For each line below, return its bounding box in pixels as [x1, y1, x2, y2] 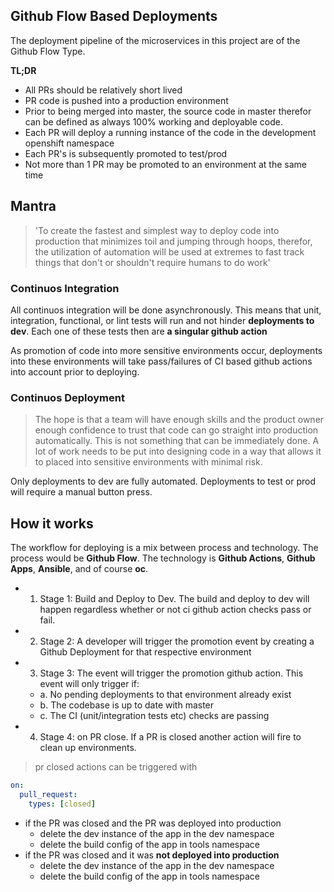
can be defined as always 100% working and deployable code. [24, 115, 284, 128]
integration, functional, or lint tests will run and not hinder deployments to [10, 314, 315, 326]
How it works [10, 515, 94, 532]
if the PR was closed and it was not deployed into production [24, 849, 280, 861]
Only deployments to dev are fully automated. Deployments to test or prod [10, 475, 316, 488]
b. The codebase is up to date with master [39, 699, 215, 711]
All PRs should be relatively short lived [24, 84, 183, 96]
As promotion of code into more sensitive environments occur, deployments [10, 344, 323, 356]
